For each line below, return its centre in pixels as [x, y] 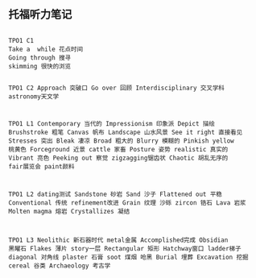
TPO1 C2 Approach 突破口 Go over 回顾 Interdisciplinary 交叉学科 [117, 88]
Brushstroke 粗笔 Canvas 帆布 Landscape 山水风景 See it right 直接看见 [126, 133]
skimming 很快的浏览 [39, 66]
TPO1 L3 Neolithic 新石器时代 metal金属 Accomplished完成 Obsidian [118, 240]
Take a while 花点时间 [45, 49]
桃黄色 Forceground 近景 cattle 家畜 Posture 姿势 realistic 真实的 [118, 150]
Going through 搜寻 [40, 58]
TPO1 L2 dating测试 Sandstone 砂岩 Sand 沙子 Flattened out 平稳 [116, 195]
